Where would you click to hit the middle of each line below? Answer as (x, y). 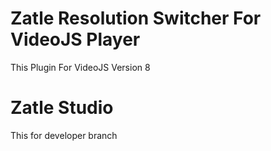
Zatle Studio (62, 108)
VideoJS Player (75, 39)
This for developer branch (64, 135)
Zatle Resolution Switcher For (136, 18)
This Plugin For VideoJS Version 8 (80, 67)
